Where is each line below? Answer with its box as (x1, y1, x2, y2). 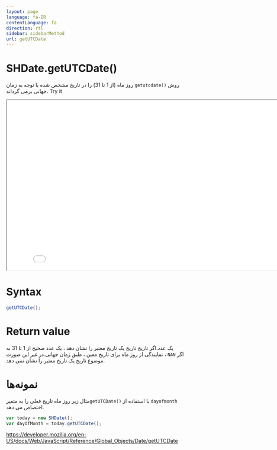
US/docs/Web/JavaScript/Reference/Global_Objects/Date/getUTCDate (6, 438, 179, 445)
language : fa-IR (6, 14, 46, 20)
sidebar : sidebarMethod (6, 31, 65, 37)
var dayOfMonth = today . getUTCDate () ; (6, 420, 102, 426)
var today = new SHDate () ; (6, 415, 73, 421)
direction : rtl (6, 25, 44, 31)
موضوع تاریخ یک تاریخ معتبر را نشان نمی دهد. (6, 356, 105, 364)
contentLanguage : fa (6, 20, 57, 25)
